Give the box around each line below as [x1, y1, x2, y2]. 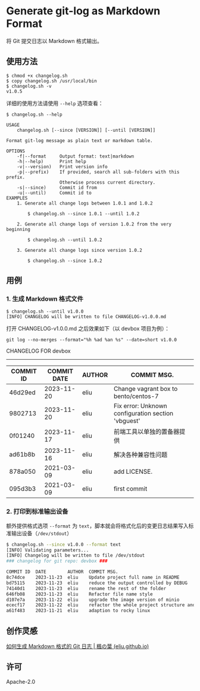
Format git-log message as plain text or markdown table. [6, 137, 153, 144]
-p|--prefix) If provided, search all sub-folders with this [17, 169, 180, 175]
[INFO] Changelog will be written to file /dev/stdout [6, 553, 145, 559]
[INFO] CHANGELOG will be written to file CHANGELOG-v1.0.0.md [6, 314, 167, 320]
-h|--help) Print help [17, 158, 86, 165]
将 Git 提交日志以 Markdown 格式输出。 [6, 37, 102, 44]
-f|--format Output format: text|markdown [17, 153, 135, 159]
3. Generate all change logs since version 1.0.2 [17, 247, 143, 253]
